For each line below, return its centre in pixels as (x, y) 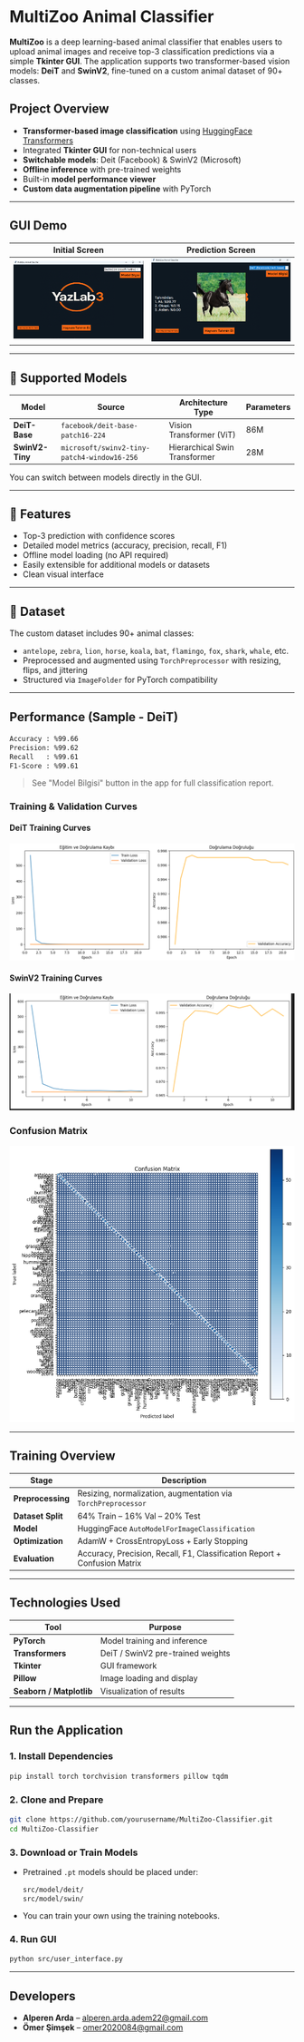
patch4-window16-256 (100, 458)
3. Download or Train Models (74, 1852)
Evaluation (33, 1558)
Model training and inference (154, 1640)
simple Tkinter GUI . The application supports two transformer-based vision (150, 61)
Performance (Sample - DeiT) (94, 717)
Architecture (204, 402)
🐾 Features (40, 514)
